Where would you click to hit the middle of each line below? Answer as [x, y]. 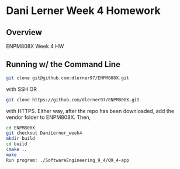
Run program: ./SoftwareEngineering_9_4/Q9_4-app [68, 160]
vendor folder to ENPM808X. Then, [49, 117]
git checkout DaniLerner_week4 [44, 133]
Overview [24, 32]
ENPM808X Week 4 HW [35, 46]
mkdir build [20, 139]
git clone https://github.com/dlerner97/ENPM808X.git [73, 100]
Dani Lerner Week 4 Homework [83, 11]
